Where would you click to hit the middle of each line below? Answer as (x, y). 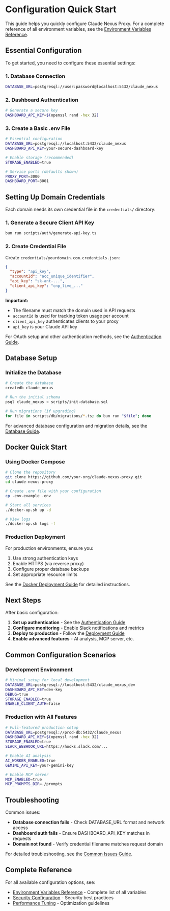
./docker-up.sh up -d (28, 510)
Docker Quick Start (36, 447)
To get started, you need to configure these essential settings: (70, 63)
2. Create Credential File (36, 247)
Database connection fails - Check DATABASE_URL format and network (89, 823)
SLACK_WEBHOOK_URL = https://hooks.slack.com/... (57, 747)
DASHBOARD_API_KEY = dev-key (34, 690)
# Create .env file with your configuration (53, 491)
